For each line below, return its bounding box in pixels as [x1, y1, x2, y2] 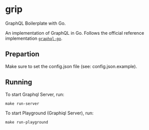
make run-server [5, 101, 39, 106]
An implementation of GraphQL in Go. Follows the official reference [5, 30, 144, 36]
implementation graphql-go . [5, 35, 63, 41]
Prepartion [5, 50, 40, 58]
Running [5, 78, 33, 87]
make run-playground [5, 119, 49, 124]
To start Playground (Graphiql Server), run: [5, 110, 94, 116]
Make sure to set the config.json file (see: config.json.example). [5, 63, 137, 69]
